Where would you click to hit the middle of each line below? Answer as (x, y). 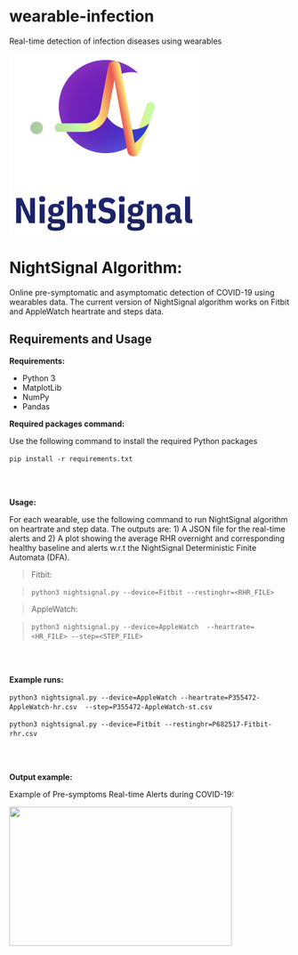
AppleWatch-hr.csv (43, 707)
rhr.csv (24, 733)
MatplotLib (42, 387)
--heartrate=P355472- (220, 697)
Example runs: (36, 679)
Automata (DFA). (40, 557)
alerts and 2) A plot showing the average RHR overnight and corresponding (147, 538)
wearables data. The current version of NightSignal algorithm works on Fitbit (149, 302)
